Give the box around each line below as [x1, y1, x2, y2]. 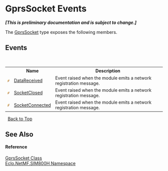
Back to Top [7, 116, 32, 122]
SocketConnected [13, 102, 51, 108]
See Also [5, 130, 33, 139]
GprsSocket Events [5, 3, 87, 14]
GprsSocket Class [5, 155, 42, 161]
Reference [5, 144, 27, 150]
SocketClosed [13, 90, 43, 96]
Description [95, 68, 120, 74]
